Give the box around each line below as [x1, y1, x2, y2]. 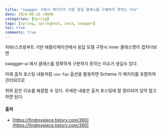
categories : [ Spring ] [5, 16, 50, 21]
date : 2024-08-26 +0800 [5, 12, 54, 17]
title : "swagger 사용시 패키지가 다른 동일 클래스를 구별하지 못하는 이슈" [5, 7, 139, 12]
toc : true [5, 26, 26, 30]
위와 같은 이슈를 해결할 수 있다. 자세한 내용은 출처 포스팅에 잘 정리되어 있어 [5, 88, 148, 93]
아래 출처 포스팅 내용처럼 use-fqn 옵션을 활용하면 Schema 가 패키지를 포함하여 [5, 71, 156, 77]
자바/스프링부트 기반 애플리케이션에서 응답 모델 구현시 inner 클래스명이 [5, 44, 140, 50]
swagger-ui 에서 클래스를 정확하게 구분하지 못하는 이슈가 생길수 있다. [5, 61, 138, 66]
